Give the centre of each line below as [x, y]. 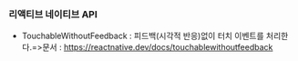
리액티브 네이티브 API [53, 14]
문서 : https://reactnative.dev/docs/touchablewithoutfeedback [158, 47]
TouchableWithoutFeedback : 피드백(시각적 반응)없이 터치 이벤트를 [143, 36]
